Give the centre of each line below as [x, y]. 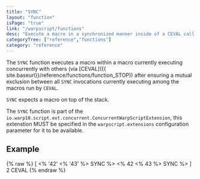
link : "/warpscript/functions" [45, 29]
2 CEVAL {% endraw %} [36, 170]
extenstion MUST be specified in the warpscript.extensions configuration [98, 124]
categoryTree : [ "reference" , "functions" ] [59, 40]
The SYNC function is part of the [45, 111]
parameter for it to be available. [45, 130]
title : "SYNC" [24, 12]
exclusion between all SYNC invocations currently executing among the [92, 81]
